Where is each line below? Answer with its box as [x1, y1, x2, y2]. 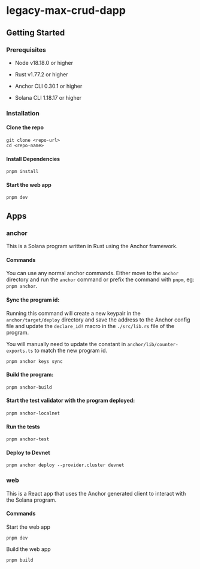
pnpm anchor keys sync [6, 358, 63, 364]
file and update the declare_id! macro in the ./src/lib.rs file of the [6, 322, 175, 329]
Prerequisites [6, 46, 46, 54]
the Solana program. [6, 496, 57, 504]
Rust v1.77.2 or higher [14, 70, 68, 78]
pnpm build [6, 557, 34, 563]
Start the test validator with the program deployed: [6, 397, 135, 404]
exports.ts [6, 348, 34, 354]
